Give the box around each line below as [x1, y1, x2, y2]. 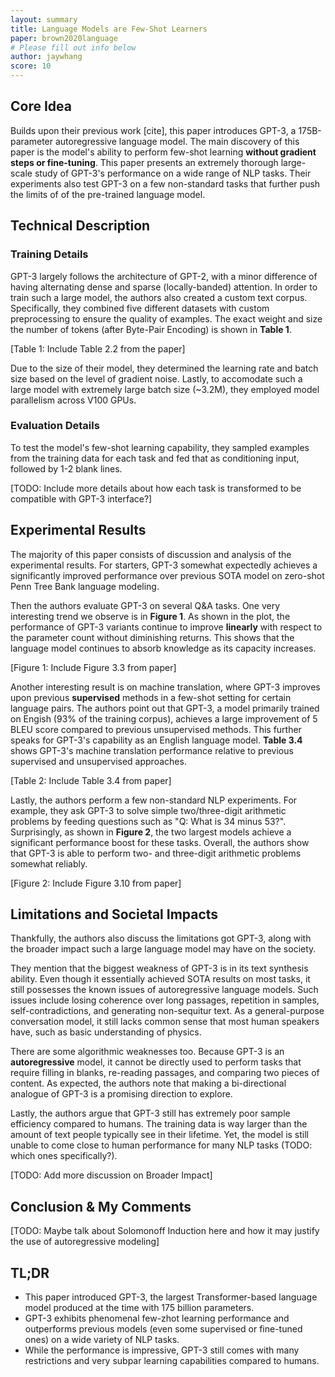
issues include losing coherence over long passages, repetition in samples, [10, 994, 320, 1006]
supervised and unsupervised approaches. [10, 755, 187, 767]
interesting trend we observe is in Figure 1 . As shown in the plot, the [10, 610, 291, 622]
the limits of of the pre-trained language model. [10, 188, 206, 200]
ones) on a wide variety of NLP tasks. [24, 1334, 180, 1346]
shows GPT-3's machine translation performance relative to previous [10, 744, 294, 756]
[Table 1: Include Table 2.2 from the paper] [10, 342, 186, 355]
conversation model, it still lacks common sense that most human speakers [10, 1016, 320, 1028]
